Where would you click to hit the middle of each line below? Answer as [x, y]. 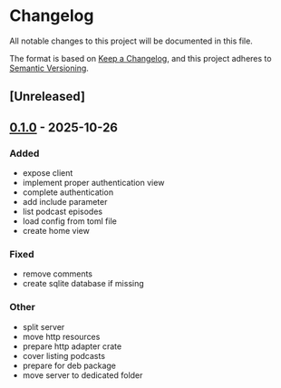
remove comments [58, 274]
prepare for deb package [69, 365]
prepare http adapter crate [72, 346]
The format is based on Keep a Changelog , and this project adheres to [140, 58]
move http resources [61, 336]
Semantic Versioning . [49, 68]
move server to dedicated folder [82, 375]
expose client [48, 173]
